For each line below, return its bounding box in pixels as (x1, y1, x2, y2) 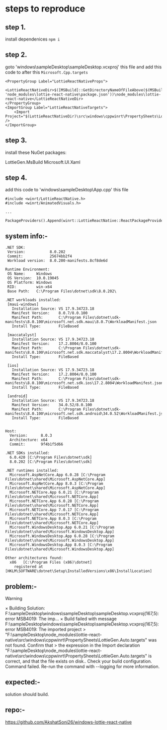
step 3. (5, 136, 27, 145)
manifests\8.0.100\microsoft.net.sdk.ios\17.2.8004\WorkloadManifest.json (5, 381, 164, 386)
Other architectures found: (5, 556, 64, 561)
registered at (14, 564, 43, 570)
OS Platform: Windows (7, 280, 52, 285)
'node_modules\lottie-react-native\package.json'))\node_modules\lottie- (5, 92, 162, 97)
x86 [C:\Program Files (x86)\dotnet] (9, 560, 92, 565)
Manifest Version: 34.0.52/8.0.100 (11, 403, 92, 408)
